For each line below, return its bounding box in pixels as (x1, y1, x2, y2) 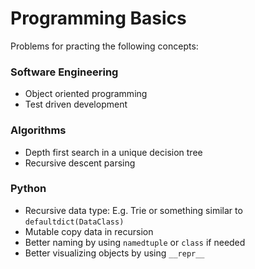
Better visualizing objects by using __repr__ (24, 247, 205, 259)
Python (10, 182, 47, 196)
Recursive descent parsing (24, 157, 136, 169)
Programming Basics (10, 7, 187, 30)
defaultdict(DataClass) (24, 217, 125, 227)
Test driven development (24, 98, 128, 111)
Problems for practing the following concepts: (10, 40, 199, 52)
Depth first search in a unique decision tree (24, 146, 203, 158)
